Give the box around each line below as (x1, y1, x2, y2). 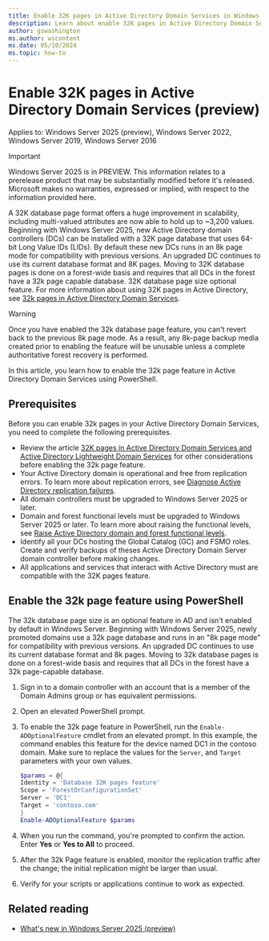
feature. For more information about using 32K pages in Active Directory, (8, 284, 248, 294)
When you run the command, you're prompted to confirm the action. (19, 830, 246, 840)
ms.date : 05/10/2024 (8, 42, 78, 50)
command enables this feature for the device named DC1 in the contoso (19, 739, 257, 748)
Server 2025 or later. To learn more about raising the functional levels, (19, 519, 251, 529)
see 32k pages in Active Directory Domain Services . (8, 293, 180, 303)
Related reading (8, 902, 90, 916)
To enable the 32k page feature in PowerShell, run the (19, 722, 199, 731)
